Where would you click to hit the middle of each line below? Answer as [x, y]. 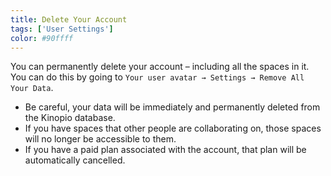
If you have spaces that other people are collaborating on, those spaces [173, 128]
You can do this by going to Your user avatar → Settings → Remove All [157, 77]
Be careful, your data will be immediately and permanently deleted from [172, 107]
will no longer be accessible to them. [100, 139]
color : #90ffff [42, 38]
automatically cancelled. [75, 160]
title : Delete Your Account [69, 19]
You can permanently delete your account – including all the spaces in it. [160, 67]
